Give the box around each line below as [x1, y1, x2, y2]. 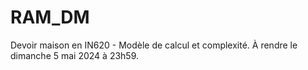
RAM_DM [10, 6, 90, 29]
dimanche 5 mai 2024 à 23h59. [10, 49, 140, 61]
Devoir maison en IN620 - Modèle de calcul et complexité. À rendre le [10, 39, 298, 51]
